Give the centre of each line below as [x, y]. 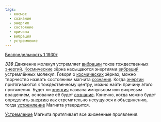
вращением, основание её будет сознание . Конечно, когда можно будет [80, 95]
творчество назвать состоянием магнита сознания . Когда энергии [74, 79]
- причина [19, 32]
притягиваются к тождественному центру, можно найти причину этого [79, 84]
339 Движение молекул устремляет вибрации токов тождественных [77, 64]
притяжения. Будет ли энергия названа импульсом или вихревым [73, 89]
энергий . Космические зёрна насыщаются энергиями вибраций [72, 69]
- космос [18, 14]
